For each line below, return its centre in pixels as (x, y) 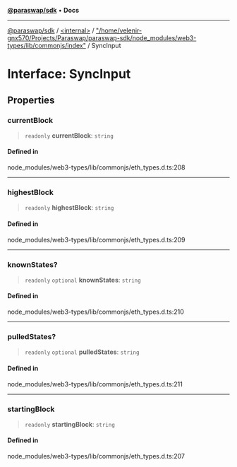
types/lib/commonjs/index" (47, 46)
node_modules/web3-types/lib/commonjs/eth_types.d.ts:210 (96, 312)
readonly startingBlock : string (69, 424)
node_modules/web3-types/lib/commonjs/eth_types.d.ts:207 (96, 456)
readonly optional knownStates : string (83, 280)
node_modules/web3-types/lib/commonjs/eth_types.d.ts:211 (95, 384)
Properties (31, 100)
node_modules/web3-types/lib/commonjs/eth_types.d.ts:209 (96, 240)
